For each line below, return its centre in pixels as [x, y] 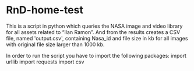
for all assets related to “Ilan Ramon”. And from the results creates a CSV [93, 32]
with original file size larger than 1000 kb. [55, 44]
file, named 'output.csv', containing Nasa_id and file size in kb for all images [97, 38]
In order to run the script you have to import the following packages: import [96, 55]
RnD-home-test [45, 10]
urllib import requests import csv [45, 62]
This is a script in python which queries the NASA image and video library [94, 26]
